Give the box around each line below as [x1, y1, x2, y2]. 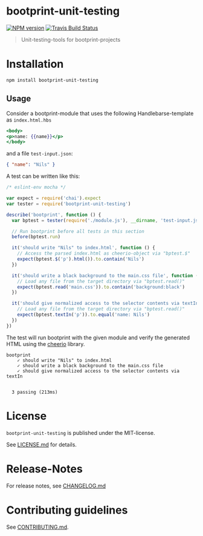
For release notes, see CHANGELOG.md [6, 482, 106, 489]
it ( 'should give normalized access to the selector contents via [11, 301, 180, 307]
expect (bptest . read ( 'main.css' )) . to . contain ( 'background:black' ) [17, 284, 185, 290]
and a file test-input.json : [6, 150, 73, 157]
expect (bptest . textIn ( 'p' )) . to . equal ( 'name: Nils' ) [17, 312, 150, 318]
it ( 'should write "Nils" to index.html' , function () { [11, 245, 155, 251]
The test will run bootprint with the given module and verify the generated [6, 334, 190, 341]
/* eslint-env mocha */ [6, 185, 66, 191]
